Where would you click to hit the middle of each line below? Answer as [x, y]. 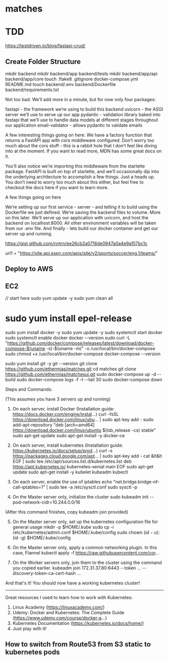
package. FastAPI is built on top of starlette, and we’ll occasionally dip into [82, 171]
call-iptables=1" [29, 487]
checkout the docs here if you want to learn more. [57, 187]
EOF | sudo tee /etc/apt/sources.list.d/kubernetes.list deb [72, 461]
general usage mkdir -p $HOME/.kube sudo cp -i [63, 527]
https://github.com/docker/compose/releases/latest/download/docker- [81, 343]
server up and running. [29, 233]
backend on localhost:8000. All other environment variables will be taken [81, 223]
